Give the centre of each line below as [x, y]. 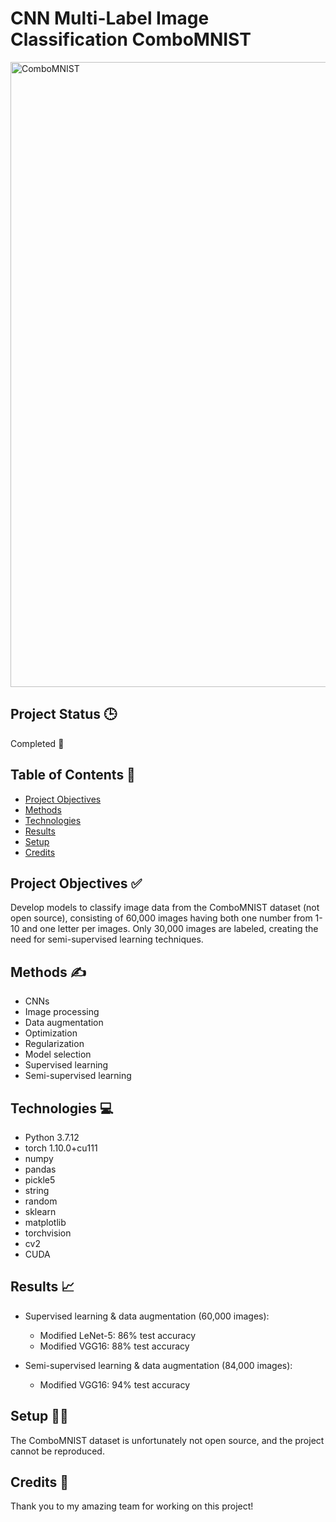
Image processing [62, 1012]
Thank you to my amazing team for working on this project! [132, 1506]
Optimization [51, 1033]
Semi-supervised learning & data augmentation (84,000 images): [158, 1365]
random [41, 1201]
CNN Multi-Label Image [110, 18]
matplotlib [45, 1222]
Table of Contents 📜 [73, 775]
